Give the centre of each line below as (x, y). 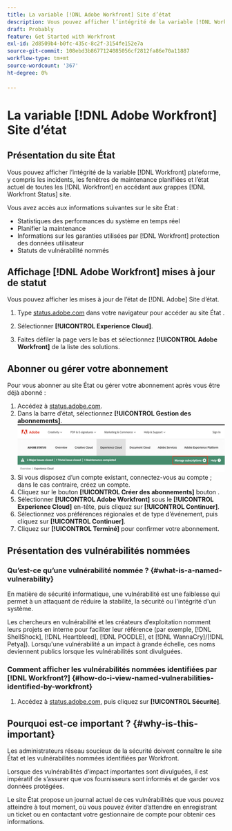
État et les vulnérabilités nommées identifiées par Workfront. (93, 758)
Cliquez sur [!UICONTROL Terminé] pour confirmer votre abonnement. (118, 529)
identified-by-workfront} (50, 687)
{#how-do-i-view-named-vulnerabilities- (143, 678)
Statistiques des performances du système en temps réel (99, 221)
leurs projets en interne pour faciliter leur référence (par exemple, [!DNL (109, 629)
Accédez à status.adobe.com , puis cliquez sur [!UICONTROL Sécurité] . (119, 702)
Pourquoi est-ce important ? (69, 723)
